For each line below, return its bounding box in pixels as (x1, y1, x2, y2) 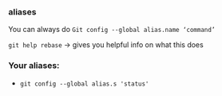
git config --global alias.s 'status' (19, 79, 149, 88)
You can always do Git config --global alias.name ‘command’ (8, 25, 216, 34)
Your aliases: (8, 60, 60, 71)
